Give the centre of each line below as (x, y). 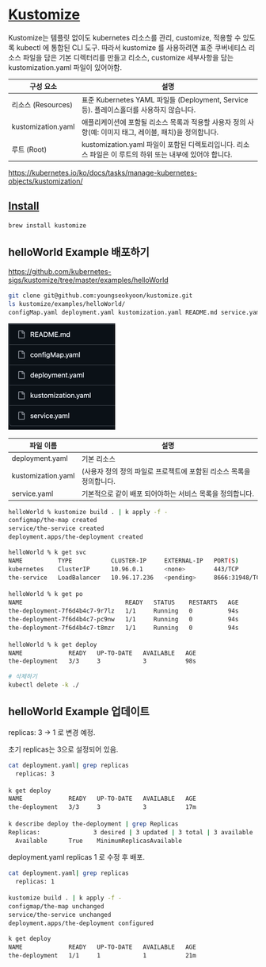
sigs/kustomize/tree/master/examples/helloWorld (88, 280)
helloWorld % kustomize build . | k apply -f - (88, 512)
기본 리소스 (99, 458)
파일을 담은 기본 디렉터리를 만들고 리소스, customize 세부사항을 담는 (128, 57)
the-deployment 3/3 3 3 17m (102, 807)
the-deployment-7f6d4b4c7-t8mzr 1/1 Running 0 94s (123, 628)
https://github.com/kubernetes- (60, 272)
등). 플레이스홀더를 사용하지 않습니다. (139, 110)
